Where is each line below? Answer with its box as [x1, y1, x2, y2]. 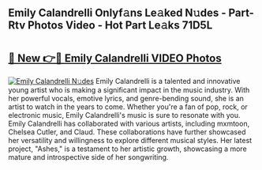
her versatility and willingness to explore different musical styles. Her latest [8, 136, 253, 145]
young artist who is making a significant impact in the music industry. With [8, 85, 250, 94]
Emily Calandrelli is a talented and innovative [95, 77, 241, 85]
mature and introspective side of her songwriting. [8, 153, 169, 161]
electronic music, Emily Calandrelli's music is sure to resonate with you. [8, 111, 241, 119]
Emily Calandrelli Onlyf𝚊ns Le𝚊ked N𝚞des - [8, 6, 226, 20]
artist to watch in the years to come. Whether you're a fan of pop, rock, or [8, 102, 249, 111]
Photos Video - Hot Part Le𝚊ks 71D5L [27, 19, 213, 32]
